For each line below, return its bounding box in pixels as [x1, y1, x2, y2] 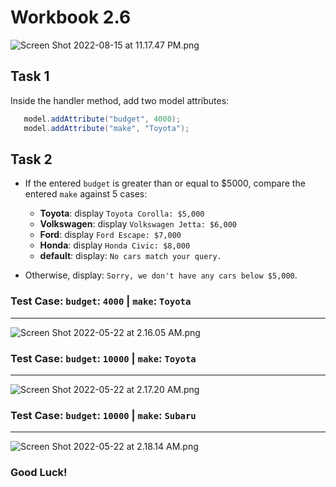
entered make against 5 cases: [24, 188, 148, 200]
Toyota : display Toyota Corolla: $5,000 [39, 207, 205, 220]
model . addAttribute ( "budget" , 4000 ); [23, 114, 182, 124]
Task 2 [10, 151, 53, 168]
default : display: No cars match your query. [39, 250, 222, 262]
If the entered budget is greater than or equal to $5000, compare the [24, 177, 306, 190]
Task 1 [10, 68, 50, 85]
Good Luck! [10, 466, 68, 480]
